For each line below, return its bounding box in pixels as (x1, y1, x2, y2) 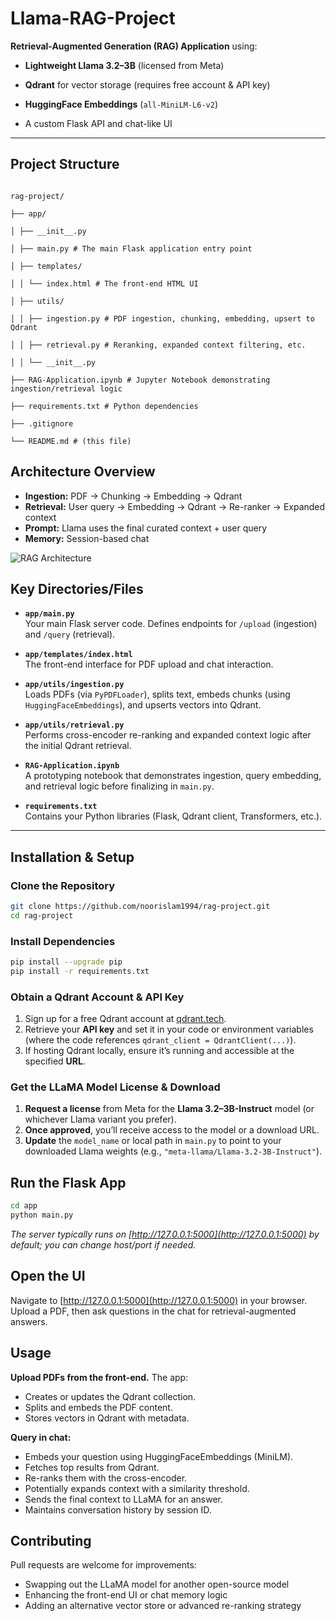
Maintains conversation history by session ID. (24, 1503, 212, 1516)
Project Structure (10, 156, 120, 173)
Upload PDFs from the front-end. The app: (10, 1371, 189, 1383)
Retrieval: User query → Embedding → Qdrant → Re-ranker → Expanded (24, 500, 326, 512)
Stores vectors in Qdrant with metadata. (24, 1412, 190, 1424)
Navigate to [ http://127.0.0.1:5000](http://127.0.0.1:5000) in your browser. (10, 1294, 308, 1306)
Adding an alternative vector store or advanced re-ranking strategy (24, 1600, 302, 1612)
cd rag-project (10, 910, 74, 921)
